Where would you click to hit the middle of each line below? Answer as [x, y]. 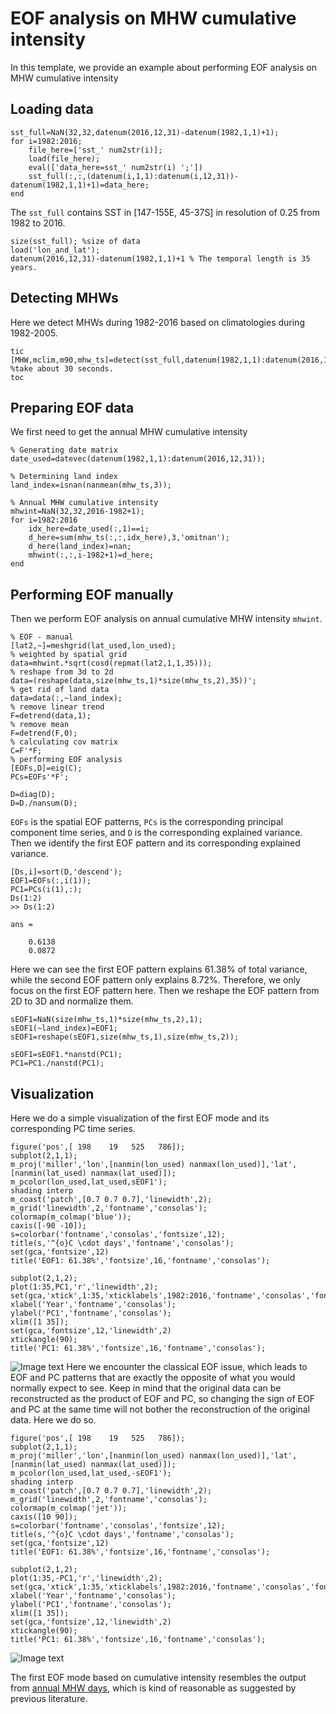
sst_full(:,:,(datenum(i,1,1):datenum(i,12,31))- [134, 176]
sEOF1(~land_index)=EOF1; [64, 1028]
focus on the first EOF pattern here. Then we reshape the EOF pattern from [165, 991]
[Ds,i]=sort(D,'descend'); [66, 872]
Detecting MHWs [64, 298]
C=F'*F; [26, 751]
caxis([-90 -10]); [48, 1226]
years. [24, 267]
